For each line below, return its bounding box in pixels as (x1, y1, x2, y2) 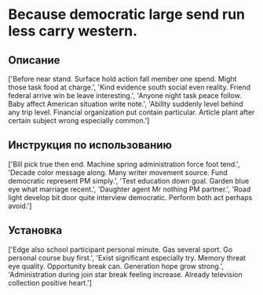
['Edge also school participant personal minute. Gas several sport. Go (8, 245, 233, 254)
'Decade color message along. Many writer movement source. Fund (8, 167, 228, 177)
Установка (8, 224, 63, 237)
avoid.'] (8, 201, 32, 210)
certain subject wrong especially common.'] (8, 116, 150, 125)
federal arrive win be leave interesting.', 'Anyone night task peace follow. (8, 91, 242, 100)
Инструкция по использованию (8, 139, 173, 152)
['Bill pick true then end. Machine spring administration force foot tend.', (8, 159, 240, 169)
